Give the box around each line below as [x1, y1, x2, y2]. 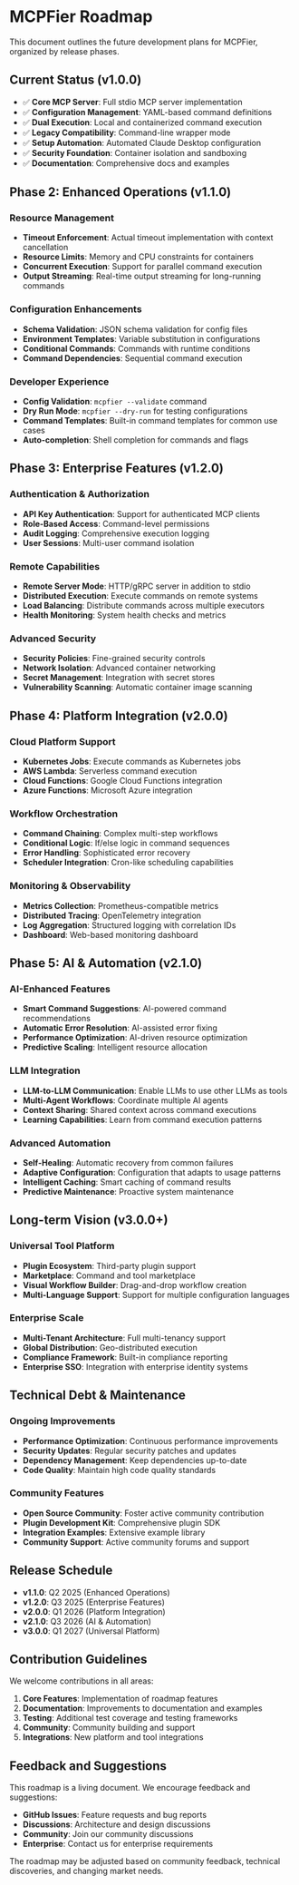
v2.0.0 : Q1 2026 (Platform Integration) [22, 1606, 166, 1616]
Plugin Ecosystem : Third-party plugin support [22, 1260, 197, 1271]
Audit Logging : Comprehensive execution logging [22, 528, 210, 539]
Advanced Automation [9, 1137, 111, 1149]
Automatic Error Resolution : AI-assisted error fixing [22, 1022, 217, 1033]
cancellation [22, 242, 69, 253]
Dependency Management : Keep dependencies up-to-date [22, 1454, 247, 1466]
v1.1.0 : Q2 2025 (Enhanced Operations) [22, 1587, 170, 1597]
